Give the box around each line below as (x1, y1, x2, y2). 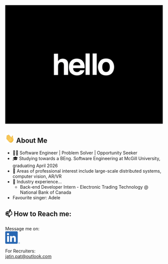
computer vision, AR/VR (12, 173, 62, 179)
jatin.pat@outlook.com (5, 253, 52, 259)
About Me (15, 137, 47, 145)
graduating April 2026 (12, 163, 58, 169)
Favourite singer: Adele (12, 194, 60, 200)
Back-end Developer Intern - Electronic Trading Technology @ (19, 184, 148, 190)
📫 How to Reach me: (5, 210, 71, 218)
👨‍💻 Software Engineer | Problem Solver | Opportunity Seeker (12, 150, 137, 156)
